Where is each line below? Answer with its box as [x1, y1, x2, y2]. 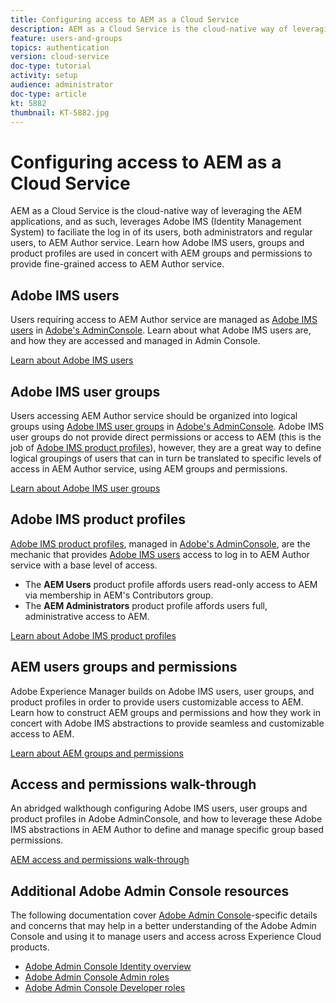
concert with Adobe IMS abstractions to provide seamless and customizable [10, 717, 325, 729]
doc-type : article [10, 89, 87, 99]
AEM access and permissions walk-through [10, 854, 190, 866]
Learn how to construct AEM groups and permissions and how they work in [10, 706, 321, 718]
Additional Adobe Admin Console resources [10, 882, 290, 900]
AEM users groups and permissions [10, 659, 238, 676]
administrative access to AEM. [24, 610, 150, 622]
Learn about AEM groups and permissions [10, 747, 184, 759]
